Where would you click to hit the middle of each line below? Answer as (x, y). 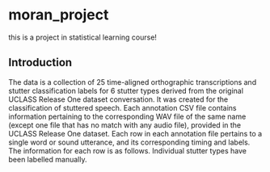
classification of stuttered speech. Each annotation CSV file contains (122, 107)
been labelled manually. (48, 159)
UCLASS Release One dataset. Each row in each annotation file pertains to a (135, 133)
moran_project (59, 15)
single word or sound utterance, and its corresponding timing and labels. (129, 142)
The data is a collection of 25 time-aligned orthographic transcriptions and (133, 82)
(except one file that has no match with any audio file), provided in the (125, 125)
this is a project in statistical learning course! (83, 37)
